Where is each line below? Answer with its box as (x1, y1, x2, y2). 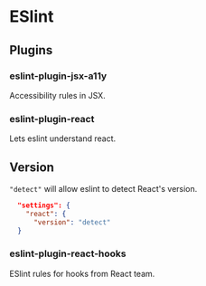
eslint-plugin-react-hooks (9, 247, 126, 260)
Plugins (9, 43, 53, 58)
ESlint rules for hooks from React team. (9, 268, 155, 279)
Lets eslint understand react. (9, 133, 117, 144)
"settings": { (17, 201, 70, 210)
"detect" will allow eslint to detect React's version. (9, 183, 198, 194)
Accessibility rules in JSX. (9, 90, 106, 100)
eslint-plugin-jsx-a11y (9, 70, 108, 82)
